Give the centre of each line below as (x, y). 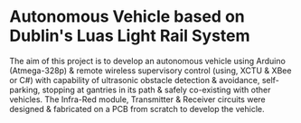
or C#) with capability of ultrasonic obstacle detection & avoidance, (135, 80)
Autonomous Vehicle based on (127, 17)
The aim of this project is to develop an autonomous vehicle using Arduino (148, 61)
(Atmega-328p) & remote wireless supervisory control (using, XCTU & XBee (150, 71)
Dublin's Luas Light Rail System (130, 36)
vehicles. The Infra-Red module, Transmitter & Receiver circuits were (137, 99)
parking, (25, 90)
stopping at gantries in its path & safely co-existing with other (156, 90)
